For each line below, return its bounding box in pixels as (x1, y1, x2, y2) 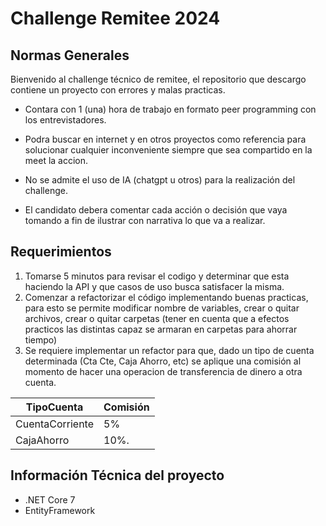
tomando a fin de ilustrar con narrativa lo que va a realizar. (24, 215, 266, 226)
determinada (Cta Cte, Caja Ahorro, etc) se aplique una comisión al (24, 355, 302, 367)
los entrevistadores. (24, 114, 107, 126)
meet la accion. (24, 155, 89, 166)
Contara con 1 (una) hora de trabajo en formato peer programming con (24, 103, 317, 115)
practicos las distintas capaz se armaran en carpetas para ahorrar (24, 323, 298, 335)
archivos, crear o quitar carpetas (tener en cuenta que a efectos (24, 312, 290, 324)
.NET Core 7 (24, 493, 76, 506)
